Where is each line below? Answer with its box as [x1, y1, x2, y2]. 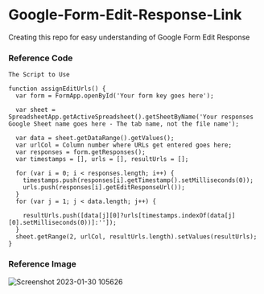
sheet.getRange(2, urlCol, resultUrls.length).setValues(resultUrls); [15, 233, 258, 241]
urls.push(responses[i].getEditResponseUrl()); [23, 184, 185, 192]
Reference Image [8, 259, 76, 270]
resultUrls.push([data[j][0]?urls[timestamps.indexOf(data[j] [23, 212, 236, 220]
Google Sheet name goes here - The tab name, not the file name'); [8, 120, 240, 128]
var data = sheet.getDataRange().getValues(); [15, 135, 175, 143]
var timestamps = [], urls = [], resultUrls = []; [15, 155, 189, 164]
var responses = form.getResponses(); [15, 148, 146, 156]
